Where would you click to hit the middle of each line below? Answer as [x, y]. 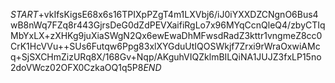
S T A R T [24, 14]
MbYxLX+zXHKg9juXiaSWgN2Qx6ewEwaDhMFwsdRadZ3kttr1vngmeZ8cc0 [166, 35]
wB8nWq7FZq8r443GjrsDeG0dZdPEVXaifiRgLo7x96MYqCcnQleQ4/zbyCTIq [168, 25]
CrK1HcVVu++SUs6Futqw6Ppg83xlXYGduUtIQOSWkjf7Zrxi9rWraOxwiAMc [165, 46]
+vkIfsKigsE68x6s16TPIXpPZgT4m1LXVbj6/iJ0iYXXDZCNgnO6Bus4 [178, 14]
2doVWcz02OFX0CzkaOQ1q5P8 [77, 67]
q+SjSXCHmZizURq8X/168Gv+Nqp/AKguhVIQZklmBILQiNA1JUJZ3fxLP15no [166, 57]
